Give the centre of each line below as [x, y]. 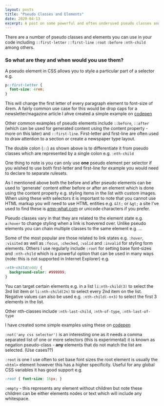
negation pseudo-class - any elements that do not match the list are [73, 344]
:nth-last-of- [136, 311]
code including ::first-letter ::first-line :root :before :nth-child [75, 43]
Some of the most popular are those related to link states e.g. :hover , [74, 238]
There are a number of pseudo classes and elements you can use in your [79, 37]
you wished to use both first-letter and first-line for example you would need [82, 168]
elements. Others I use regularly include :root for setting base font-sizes [78, 248]
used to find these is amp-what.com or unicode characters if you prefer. [78, 209]
